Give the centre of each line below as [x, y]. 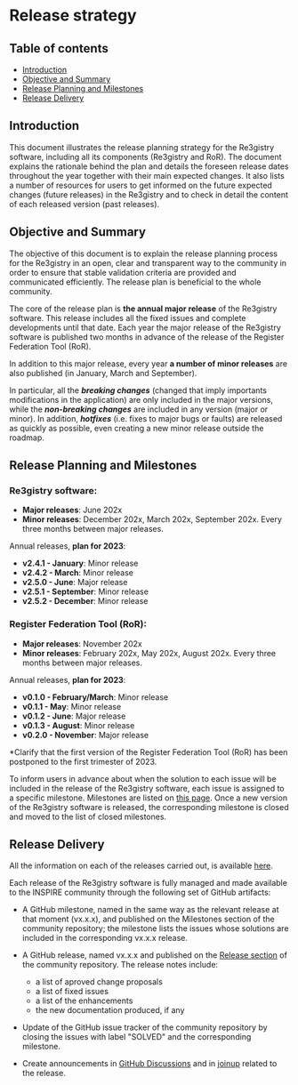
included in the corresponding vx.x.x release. [105, 938]
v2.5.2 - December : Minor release [85, 601]
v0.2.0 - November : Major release [85, 735]
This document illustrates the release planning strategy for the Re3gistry [142, 147]
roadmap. [27, 438]
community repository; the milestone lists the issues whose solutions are [155, 928]
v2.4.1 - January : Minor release [80, 563]
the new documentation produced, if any [110, 1010]
